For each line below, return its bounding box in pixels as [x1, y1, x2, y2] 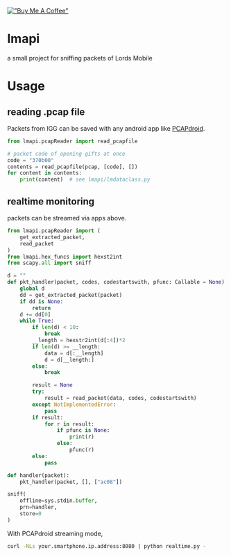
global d [19, 285, 45, 292]
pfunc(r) [69, 446, 95, 453]
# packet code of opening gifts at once [7, 150, 126, 157]
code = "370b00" [7, 156, 54, 163]
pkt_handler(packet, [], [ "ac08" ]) [19, 478, 123, 485]
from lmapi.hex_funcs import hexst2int [7, 253, 123, 260]
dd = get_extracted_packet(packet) [19, 291, 123, 298]
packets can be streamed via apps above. [7, 214, 127, 222]
